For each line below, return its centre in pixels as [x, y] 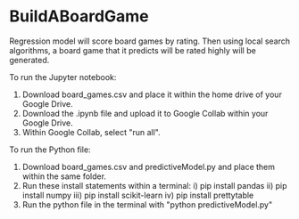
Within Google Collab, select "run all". [91, 132]
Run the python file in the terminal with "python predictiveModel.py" [147, 204]
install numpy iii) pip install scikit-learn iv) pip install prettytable [138, 195]
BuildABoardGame [79, 16]
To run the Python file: [50, 150]
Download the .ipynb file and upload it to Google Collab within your [145, 113]
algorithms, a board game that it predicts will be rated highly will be [133, 50]
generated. [29, 60]
